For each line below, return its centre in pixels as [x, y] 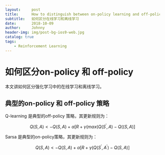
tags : [11, 42]
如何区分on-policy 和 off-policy [69, 72]
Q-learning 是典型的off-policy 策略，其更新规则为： [57, 116]
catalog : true [20, 37]
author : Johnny [25, 28]
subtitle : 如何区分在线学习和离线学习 [42, 19]
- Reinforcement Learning [41, 46]
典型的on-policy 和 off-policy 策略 [57, 103]
